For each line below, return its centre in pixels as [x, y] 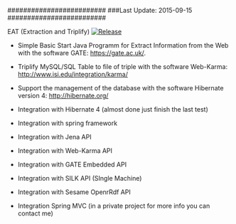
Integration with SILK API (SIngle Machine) [80, 178]
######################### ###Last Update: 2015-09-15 [100, 10]
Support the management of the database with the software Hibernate [120, 88]
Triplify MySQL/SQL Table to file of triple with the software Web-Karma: [123, 66]
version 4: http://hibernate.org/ [63, 96]
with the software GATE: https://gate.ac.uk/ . [82, 53]
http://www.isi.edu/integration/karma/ [73, 74]
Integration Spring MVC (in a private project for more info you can [114, 206]
